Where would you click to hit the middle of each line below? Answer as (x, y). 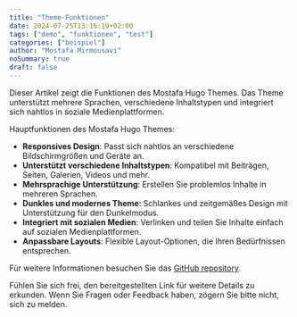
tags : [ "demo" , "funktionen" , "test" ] (81, 34)
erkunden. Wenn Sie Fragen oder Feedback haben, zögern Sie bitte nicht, (144, 295)
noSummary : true (39, 59)
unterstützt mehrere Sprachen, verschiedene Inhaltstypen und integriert (141, 102)
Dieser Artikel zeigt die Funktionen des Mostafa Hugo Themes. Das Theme (146, 92)
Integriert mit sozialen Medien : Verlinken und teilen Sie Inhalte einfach (153, 222)
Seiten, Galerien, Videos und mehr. (86, 174)
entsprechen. (46, 250)
